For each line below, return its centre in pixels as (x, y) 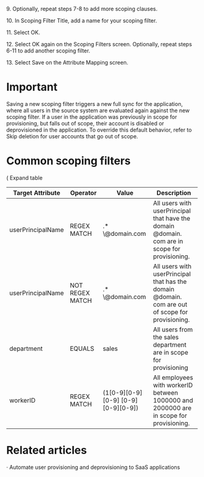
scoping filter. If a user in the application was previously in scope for (92, 117)
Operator (83, 193)
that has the (170, 281)
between (165, 392)
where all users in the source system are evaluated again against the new (98, 110)
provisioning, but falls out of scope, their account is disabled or (85, 123)
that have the (172, 218)
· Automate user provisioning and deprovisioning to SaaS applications (93, 467)
